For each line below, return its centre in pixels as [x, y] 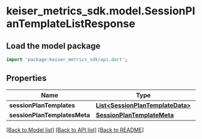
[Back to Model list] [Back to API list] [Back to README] [75, 129]
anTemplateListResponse [71, 24]
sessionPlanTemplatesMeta [50, 115]
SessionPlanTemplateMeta [135, 115]
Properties [26, 78]
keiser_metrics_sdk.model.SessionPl [101, 11]
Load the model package [54, 46]
